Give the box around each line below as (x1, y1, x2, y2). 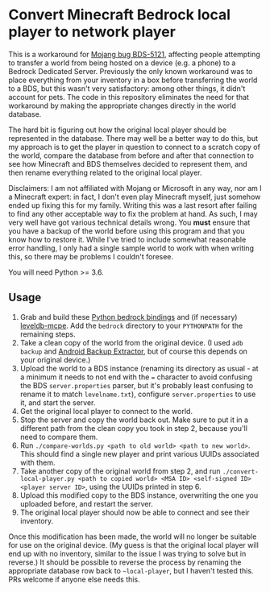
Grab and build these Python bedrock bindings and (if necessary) (19, 312, 238, 321)
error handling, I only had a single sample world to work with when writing (8, 243, 254, 253)
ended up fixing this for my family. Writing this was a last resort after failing (8, 200, 258, 210)
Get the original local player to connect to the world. (19, 406, 193, 416)
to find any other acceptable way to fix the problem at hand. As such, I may (8, 209, 258, 218)
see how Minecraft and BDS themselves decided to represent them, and (8, 159, 247, 168)
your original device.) (19, 354, 91, 364)
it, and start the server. (19, 397, 96, 408)
